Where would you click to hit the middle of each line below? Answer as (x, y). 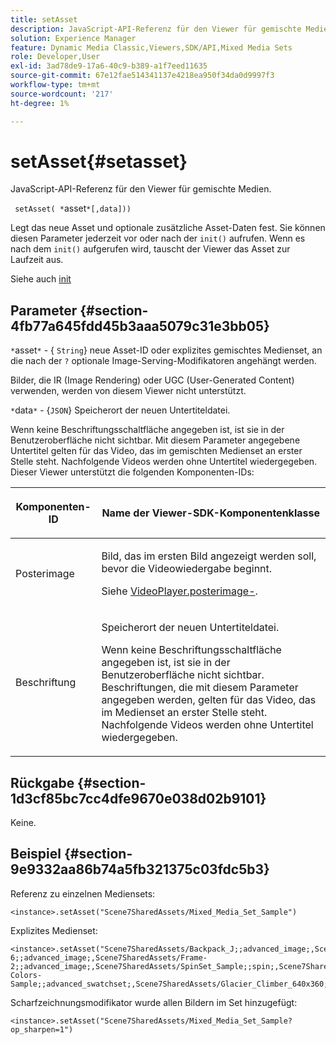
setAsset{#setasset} (99, 161)
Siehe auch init (41, 279)
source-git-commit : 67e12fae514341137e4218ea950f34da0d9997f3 (142, 76)
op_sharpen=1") (42, 1029)
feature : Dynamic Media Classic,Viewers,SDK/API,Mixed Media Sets (151, 47)
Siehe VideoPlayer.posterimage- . (179, 591)
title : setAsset (44, 19)
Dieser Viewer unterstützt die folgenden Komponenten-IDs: (132, 472)
